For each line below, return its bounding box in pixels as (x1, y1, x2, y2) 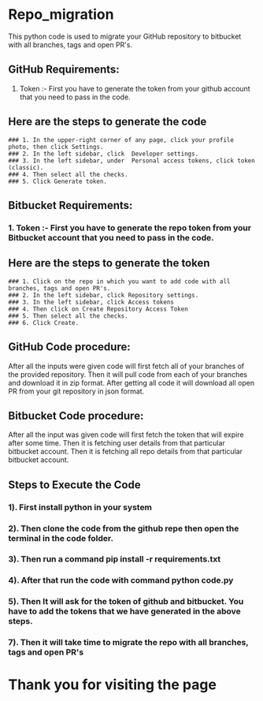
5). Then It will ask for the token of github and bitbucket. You (8, 596, 244, 607)
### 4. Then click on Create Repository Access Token (8, 305, 189, 313)
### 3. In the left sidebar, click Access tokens (8, 298, 175, 306)
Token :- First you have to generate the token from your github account (19, 84, 250, 93)
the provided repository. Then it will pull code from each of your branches (8, 369, 248, 379)
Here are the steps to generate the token (8, 256, 210, 270)
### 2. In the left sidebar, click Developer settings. (8, 150, 199, 158)
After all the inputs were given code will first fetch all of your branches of (8, 361, 245, 371)
